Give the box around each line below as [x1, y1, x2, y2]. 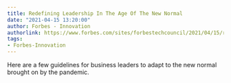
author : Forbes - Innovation [7, 23, 91, 29]
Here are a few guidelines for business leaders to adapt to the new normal [7, 61, 217, 69]
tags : [7, 36, 23, 43]
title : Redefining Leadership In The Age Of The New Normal [7, 10, 184, 17]
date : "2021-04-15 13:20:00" [7, 16, 91, 23]
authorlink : [7, 29, 41, 36]
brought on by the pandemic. [7, 68, 89, 76]
